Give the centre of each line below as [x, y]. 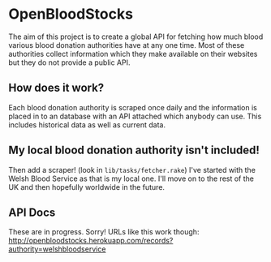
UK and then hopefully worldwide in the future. [86, 187]
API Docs [32, 212]
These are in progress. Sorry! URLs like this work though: [104, 232]
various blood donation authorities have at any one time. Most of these [127, 45]
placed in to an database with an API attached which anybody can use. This [135, 116]
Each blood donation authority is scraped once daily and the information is [133, 107]
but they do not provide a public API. [70, 62]
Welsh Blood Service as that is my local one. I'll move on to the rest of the [131, 178]
